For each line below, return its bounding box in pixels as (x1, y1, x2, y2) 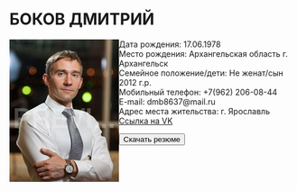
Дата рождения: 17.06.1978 (118, 39, 221, 50)
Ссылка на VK (118, 115, 173, 126)
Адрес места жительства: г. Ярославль (118, 105, 271, 116)
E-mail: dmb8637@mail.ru (118, 95, 217, 107)
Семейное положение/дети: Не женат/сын (118, 68, 283, 78)
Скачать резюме (123, 134, 181, 144)
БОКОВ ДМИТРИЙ (9, 9, 155, 30)
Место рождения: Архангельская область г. (118, 48, 289, 59)
